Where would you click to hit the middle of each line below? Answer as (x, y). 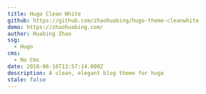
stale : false (27, 80)
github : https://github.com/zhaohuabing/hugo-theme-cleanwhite (103, 20)
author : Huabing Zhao (40, 34)
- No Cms (27, 60)
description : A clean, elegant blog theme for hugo (86, 73)
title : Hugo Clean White (44, 14)
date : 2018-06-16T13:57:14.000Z (55, 66)
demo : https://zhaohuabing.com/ (55, 27)
